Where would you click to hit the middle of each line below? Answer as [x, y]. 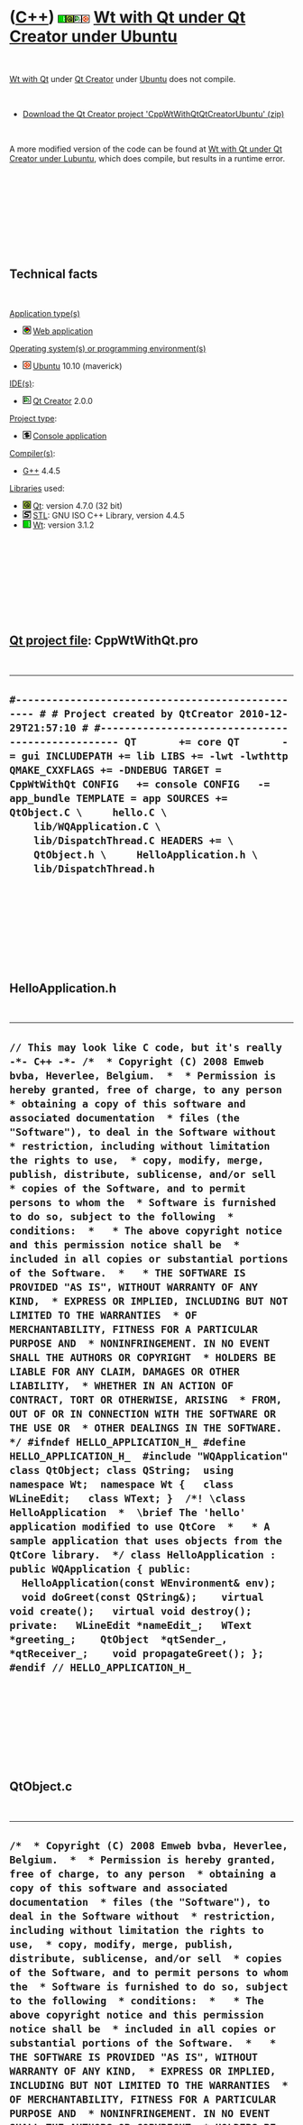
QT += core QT [183, 742]
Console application [70, 436]
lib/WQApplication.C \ [97, 826]
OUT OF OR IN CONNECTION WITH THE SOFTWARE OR [143, 1414]
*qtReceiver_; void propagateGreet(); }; [137, 1653]
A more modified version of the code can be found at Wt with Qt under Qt [146, 149]
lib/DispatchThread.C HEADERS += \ [133, 840]
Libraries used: [37, 488]
